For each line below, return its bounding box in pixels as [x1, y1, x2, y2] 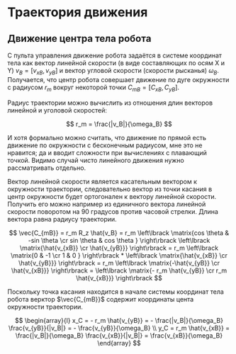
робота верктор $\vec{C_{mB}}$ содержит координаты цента [7, 295, 194, 303]
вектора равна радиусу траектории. [7, 215, 117, 223]
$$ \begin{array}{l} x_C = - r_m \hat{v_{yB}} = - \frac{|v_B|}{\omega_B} [15, 316, 223, 324]
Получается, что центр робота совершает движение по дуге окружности [7, 75, 230, 84]
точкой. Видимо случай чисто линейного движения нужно [7, 156, 184, 164]
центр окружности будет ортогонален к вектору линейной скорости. [7, 192, 217, 200]
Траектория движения [7, 4, 148, 21]
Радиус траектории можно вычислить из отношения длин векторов [7, 98, 213, 107]
